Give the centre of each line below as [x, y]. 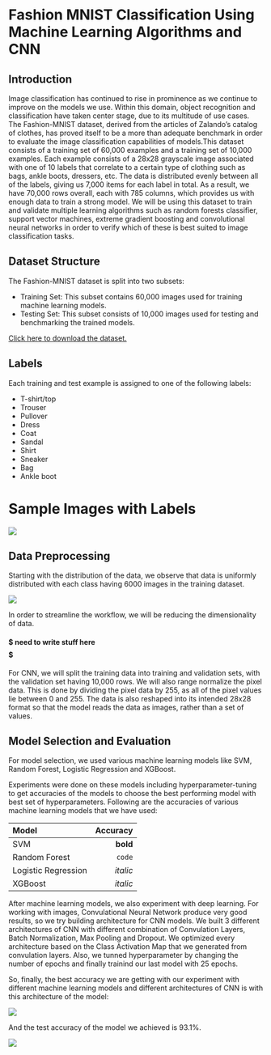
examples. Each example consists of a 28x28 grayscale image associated [131, 159]
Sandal [32, 442]
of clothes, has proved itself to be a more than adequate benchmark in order [135, 133]
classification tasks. [41, 236]
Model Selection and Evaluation [90, 741]
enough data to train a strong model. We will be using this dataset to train [130, 201]
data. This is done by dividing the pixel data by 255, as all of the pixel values [135, 690]
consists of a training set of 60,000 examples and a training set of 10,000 [130, 150]
